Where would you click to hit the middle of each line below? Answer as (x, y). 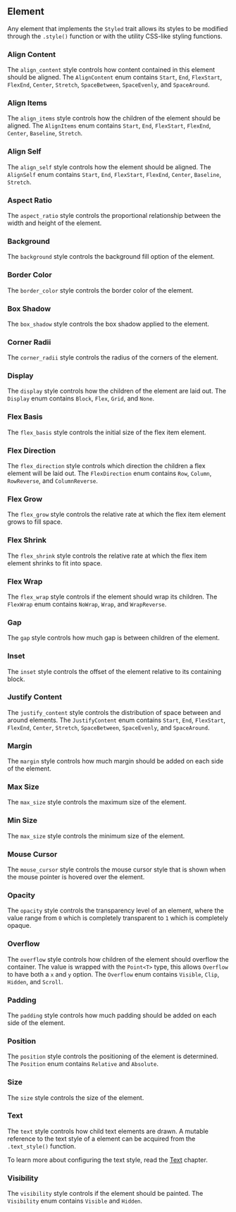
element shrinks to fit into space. (55, 563)
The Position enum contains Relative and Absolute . (83, 1064)
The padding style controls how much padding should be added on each (112, 1015)
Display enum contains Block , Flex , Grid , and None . (81, 398)
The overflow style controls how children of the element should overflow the (118, 959)
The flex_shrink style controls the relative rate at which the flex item (107, 556)
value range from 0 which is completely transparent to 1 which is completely (118, 918)
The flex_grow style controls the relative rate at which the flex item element (117, 515)
